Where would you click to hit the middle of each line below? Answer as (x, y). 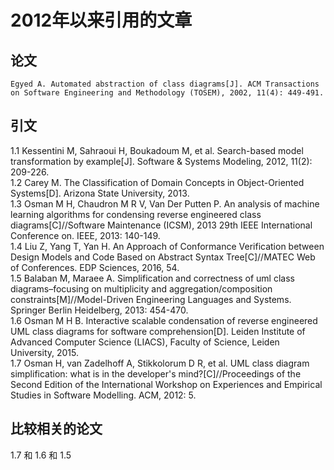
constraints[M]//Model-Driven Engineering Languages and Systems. (151, 299)
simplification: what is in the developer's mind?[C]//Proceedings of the (156, 373)
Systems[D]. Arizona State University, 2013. (100, 193)
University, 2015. (44, 352)
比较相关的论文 (56, 429)
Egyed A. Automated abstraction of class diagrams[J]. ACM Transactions (165, 84)
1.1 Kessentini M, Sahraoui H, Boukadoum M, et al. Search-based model (157, 150)
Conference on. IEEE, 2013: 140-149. (85, 235)
